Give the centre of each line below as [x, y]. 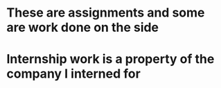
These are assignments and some [106, 13]
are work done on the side [83, 27]
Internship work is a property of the [110, 59]
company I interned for [74, 74]
